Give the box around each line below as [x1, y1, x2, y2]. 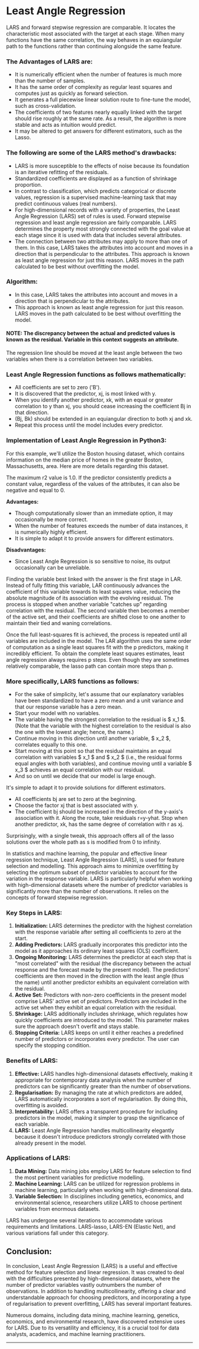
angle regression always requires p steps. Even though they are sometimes [6, 656, 190, 663]
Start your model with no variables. [14, 709, 101, 716]
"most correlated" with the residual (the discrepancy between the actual [14, 960, 191, 967]
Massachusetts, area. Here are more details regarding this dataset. [6, 462, 169, 469]
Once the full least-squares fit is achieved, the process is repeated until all [6, 631, 188, 638]
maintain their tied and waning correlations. [6, 619, 112, 626]
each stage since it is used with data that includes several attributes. [14, 231, 182, 238]
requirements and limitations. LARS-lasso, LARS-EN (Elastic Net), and [6, 1223, 176, 1230]
